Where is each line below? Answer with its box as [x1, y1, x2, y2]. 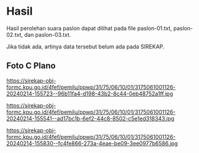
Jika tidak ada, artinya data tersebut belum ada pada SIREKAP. [6, 43, 165, 50]
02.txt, [6, 31, 23, 38]
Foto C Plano [6, 61, 56, 71]
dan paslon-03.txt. [24, 31, 71, 38]
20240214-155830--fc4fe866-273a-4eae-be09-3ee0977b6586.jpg [6, 140, 178, 147]
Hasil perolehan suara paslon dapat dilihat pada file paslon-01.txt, [6, 24, 173, 32]
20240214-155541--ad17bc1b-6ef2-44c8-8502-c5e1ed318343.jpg [6, 114, 175, 122]
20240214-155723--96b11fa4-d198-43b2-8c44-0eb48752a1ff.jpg [6, 90, 173, 97]
